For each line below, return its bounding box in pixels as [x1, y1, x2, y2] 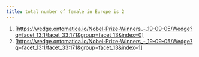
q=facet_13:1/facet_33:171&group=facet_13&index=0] [14, 31, 144, 39]
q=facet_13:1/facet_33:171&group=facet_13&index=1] [14, 44, 143, 51]
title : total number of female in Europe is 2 [6, 8, 125, 15]
